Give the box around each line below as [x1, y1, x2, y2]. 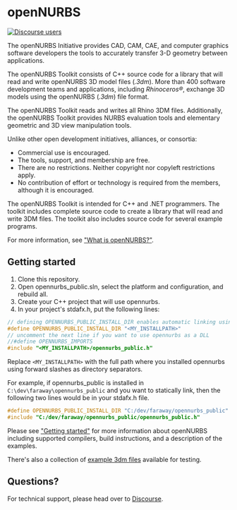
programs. [7, 221, 37, 230]
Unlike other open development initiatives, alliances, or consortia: [7, 135, 197, 143]
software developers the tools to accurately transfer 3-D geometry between [7, 49, 228, 57]
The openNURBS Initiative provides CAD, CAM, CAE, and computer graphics [7, 41, 229, 49]
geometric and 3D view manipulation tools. [7, 121, 132, 129]
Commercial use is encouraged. [17, 148, 111, 157]
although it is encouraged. [17, 186, 94, 194]
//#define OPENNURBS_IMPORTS [7, 338, 93, 346]
